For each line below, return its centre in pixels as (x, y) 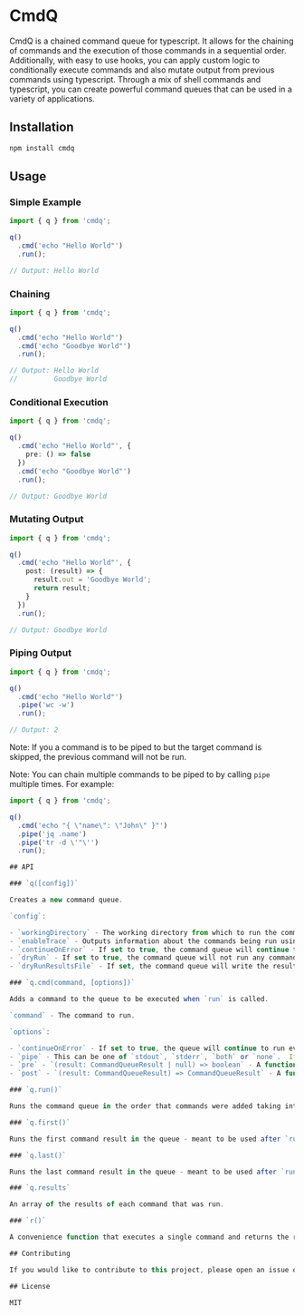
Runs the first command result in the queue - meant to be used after (145, 1139)
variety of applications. (52, 98)
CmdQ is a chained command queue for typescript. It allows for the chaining (152, 41)
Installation (42, 127)
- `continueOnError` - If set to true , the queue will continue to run (147, 1048)
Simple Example (45, 202)
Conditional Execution (59, 403)
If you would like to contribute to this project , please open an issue (149, 1270)
